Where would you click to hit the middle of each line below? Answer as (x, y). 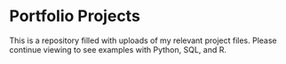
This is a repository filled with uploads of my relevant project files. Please (143, 40)
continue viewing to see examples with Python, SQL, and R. (118, 49)
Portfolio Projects (75, 16)
